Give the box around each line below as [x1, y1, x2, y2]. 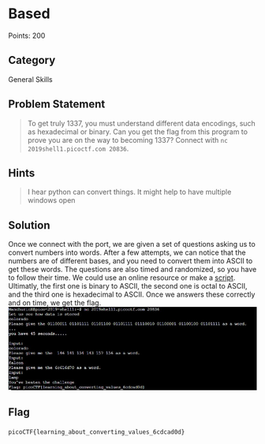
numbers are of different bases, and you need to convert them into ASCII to [8, 256, 253, 266]
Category [8, 54, 56, 67]
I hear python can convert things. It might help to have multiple [27, 187, 232, 197]
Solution [8, 218, 50, 232]
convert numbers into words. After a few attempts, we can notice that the [8, 248, 246, 257]
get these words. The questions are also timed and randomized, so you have [8, 265, 257, 274]
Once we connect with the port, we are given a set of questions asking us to [8, 240, 256, 249]
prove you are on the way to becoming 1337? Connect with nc [27, 135, 229, 144]
